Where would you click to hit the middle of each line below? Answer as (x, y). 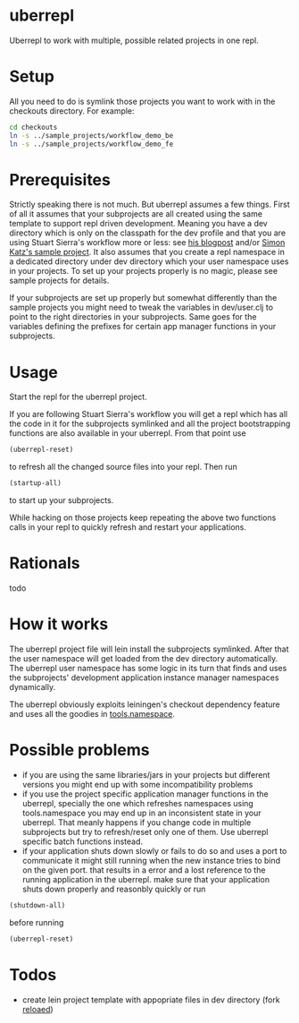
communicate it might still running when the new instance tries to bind (151, 860)
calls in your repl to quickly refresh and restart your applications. (128, 527)
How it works (59, 624)
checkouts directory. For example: (72, 111)
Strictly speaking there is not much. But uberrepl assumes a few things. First (149, 205)
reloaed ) (37, 1009)
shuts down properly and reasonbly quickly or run (114, 889)
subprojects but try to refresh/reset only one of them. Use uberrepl (145, 831)
